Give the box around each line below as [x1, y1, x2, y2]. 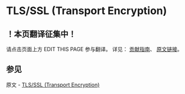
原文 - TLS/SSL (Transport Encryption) [6, 81, 100, 88]
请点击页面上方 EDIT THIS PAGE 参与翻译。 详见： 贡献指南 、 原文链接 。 [6, 46, 183, 52]
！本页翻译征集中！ [6, 29, 76, 39]
